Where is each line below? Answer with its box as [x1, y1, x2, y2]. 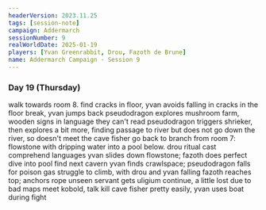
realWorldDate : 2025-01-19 [8, 41, 98, 49]
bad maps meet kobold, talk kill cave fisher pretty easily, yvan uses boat [8, 184, 245, 194]
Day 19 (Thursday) [8, 82, 81, 93]
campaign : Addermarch [8, 26, 80, 34]
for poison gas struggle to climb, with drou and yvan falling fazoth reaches [8, 167, 252, 177]
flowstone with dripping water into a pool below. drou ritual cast [8, 142, 217, 151]
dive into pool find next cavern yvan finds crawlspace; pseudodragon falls [8, 159, 251, 169]
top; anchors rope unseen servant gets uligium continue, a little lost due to [8, 176, 252, 185]
